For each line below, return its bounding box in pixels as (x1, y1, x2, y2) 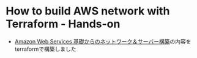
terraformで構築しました (14, 45, 76, 53)
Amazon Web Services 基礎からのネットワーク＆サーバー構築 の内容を (14, 37, 191, 45)
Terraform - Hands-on (6, 17, 121, 31)
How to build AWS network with (6, 4, 170, 18)
